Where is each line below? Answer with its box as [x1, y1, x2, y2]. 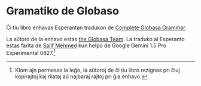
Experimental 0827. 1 [6, 48, 56, 56]
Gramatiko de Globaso [6, 4, 120, 18]
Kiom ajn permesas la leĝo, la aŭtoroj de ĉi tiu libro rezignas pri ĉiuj [14, 66, 181, 73]
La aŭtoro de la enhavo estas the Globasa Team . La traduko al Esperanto [6, 35, 185, 42]
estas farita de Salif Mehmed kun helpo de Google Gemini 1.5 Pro [6, 42, 166, 49]
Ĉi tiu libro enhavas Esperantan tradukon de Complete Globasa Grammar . [6, 24, 187, 31]
